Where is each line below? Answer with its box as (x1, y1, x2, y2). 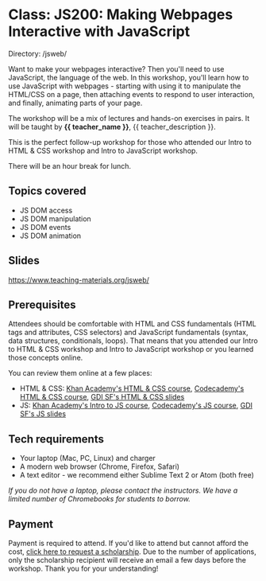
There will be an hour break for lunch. (8, 161, 132, 170)
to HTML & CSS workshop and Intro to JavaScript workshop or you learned (8, 345, 254, 354)
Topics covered (8, 185, 87, 198)
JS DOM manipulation (19, 213, 91, 224)
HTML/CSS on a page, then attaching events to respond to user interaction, (8, 89, 256, 99)
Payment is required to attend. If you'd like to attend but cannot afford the (8, 539, 249, 548)
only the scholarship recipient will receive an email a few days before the (8, 556, 246, 564)
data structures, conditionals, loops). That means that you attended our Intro (8, 336, 258, 345)
